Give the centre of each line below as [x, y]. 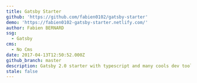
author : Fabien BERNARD [35, 28]
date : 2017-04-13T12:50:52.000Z [45, 55]
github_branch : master [34, 60]
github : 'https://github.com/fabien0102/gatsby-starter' [77, 17]
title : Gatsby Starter [34, 11]
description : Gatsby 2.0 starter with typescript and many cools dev [93, 66]
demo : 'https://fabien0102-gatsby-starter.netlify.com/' [77, 22]
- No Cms [22, 50]
